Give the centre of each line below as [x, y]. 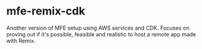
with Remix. [21, 41]
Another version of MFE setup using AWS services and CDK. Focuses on [98, 28]
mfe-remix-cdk [46, 11]
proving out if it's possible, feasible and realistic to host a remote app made [101, 34]
